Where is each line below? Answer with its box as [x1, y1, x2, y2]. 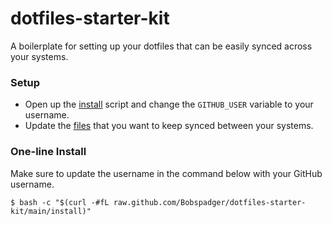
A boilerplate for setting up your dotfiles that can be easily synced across [10, 40, 313, 52]
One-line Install [10, 145, 87, 159]
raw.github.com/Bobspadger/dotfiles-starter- [113, 197, 307, 207]
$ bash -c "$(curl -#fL [10, 197, 110, 207]
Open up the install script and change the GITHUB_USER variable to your [24, 98, 314, 111]
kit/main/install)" [10, 206, 92, 216]
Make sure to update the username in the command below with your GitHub [10, 167, 323, 179]
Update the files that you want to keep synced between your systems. [24, 120, 314, 132]
